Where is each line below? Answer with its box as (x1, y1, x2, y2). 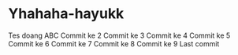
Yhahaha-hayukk (8, 5, 125, 23)
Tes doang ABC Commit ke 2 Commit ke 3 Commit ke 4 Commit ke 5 (8, 31, 231, 40)
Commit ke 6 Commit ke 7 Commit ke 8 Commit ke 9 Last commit (8, 38, 220, 48)
